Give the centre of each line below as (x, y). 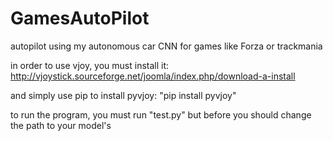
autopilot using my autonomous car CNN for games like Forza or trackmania (166, 46)
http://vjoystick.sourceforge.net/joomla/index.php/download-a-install (153, 76)
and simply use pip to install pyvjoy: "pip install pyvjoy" (123, 95)
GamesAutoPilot (80, 18)
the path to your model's (61, 125)
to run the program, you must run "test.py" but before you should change (161, 114)
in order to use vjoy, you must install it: (90, 65)
